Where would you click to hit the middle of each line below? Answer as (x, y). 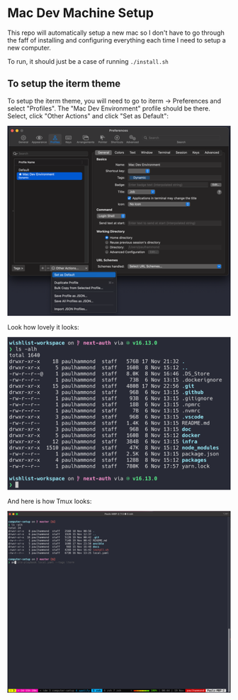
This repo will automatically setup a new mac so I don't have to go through (116, 33)
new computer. (29, 47)
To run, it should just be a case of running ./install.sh (88, 61)
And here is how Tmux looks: (50, 501)
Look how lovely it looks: (43, 327)
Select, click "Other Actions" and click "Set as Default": (88, 115)
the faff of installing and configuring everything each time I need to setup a (117, 40)
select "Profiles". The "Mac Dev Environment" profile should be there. (109, 108)
